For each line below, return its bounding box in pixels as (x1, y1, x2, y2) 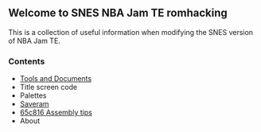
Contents (8, 56, 45, 67)
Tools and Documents (19, 74, 92, 83)
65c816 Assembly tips (19, 107, 93, 118)
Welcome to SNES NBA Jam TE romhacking (8, 6, 228, 20)
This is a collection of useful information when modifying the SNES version (8, 27, 253, 37)
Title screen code (19, 83, 78, 92)
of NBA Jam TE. (8, 36, 61, 45)
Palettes (19, 91, 47, 100)
